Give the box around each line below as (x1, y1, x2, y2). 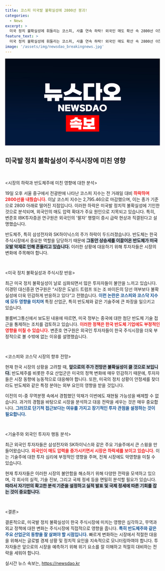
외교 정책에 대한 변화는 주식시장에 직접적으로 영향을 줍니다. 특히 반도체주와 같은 (5, 525, 157, 531)
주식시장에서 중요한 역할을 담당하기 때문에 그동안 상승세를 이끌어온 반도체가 (5, 238, 149, 244)
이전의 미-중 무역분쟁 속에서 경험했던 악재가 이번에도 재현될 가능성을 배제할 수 (5, 393, 154, 399)
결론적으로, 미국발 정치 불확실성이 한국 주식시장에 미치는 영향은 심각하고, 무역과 (5, 519, 157, 525)
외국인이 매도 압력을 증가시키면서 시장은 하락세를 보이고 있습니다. (31, 448, 155, 454)
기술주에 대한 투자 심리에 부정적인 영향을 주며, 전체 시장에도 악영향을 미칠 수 (10, 454, 156, 460)
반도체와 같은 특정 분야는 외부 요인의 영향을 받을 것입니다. (14, 382, 124, 388)
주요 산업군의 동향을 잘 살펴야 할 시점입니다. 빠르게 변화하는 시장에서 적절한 (5, 532, 148, 538)
